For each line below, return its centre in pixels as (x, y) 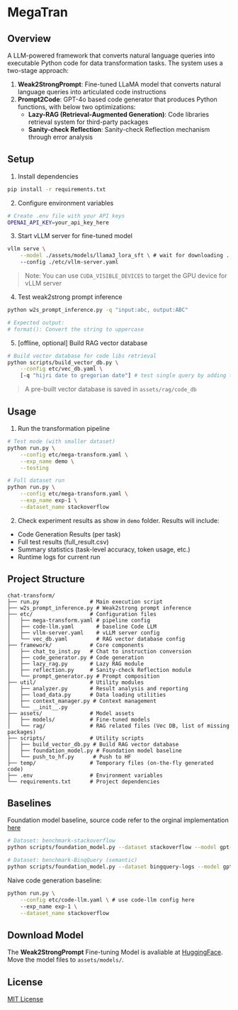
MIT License (25, 999)
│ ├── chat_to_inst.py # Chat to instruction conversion (100, 651)
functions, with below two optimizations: (76, 107)
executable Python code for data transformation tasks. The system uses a (115, 63)
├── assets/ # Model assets (71, 713)
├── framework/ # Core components (75, 645)
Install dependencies (48, 176)
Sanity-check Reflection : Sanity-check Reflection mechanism (119, 129)
